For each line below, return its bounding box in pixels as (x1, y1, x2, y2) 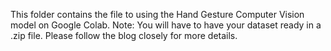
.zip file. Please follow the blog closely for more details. (10, 30, 238, 41)
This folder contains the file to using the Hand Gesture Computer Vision (10, 9, 305, 20)
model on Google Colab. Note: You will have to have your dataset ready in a (10, 19, 322, 31)
